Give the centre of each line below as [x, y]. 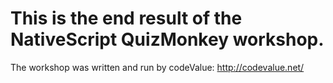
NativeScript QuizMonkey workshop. [167, 39]
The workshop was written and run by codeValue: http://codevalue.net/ [157, 67]
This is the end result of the [126, 18]
